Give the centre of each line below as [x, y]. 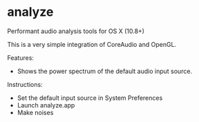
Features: [21, 58]
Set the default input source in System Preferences [90, 98]
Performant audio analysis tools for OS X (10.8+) [76, 31]
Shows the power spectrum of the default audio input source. [104, 71]
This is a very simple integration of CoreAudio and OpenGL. [92, 44]
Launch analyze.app [46, 105]
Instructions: [25, 84]
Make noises [35, 112]
